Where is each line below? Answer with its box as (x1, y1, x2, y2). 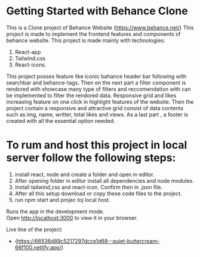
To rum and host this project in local (6, 138, 187, 152)
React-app (14, 48, 41, 55)
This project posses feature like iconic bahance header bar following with (6, 72, 187, 80)
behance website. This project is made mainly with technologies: (6, 37, 165, 44)
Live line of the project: (6, 226, 63, 233)
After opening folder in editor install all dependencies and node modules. (14, 177, 194, 184)
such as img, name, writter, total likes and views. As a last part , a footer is (6, 111, 189, 118)
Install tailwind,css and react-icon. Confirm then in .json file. (14, 183, 163, 191)
